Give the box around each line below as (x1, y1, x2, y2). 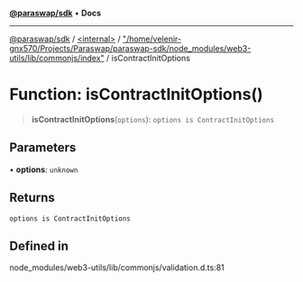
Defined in (9, 238, 69, 253)
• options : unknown (9, 164, 78, 175)
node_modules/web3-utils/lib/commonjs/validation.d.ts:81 (9, 262, 225, 273)
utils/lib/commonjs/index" (9, 53, 106, 63)
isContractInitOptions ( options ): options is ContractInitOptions (31, 114, 275, 124)
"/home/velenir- (122, 33, 182, 44)
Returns (9, 190, 56, 205)
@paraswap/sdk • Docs (9, 8, 102, 18)
